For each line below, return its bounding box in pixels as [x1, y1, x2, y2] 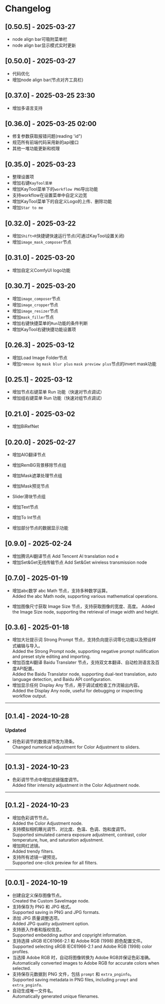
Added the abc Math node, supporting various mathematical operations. [12, 593, 159, 599]
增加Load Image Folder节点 [12, 355, 68, 360]
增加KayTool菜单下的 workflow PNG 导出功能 [12, 186, 98, 192]
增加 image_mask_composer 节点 [12, 239, 72, 245]
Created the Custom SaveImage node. [12, 898, 90, 904]
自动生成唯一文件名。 [12, 988, 55, 994]
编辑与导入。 [16, 643, 43, 649]
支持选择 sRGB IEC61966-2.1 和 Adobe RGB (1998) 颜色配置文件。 [12, 938, 145, 943]
